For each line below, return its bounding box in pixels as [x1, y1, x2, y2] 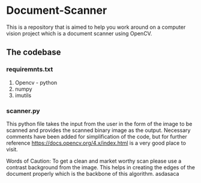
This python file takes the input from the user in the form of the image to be [6, 120, 193, 127]
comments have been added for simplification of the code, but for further [6, 133, 188, 140]
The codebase [6, 47, 61, 58]
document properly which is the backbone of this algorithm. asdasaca [6, 170, 179, 177]
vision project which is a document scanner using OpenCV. [6, 29, 152, 37]
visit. [6, 145, 18, 153]
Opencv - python [14, 79, 58, 86]
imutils [14, 91, 32, 99]
